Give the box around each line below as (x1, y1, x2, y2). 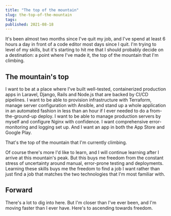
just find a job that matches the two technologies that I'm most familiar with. (5, 171, 165, 177)
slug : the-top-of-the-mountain (5, 12, 72, 17)
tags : (5, 17, 17, 22)
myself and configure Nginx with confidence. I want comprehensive (5, 119, 148, 125)
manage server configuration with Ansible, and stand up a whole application (5, 102, 166, 109)
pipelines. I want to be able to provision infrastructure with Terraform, (5, 97, 152, 103)
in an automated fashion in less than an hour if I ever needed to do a (5, 108, 149, 114)
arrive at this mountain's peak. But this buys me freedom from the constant (5, 155, 164, 161)
